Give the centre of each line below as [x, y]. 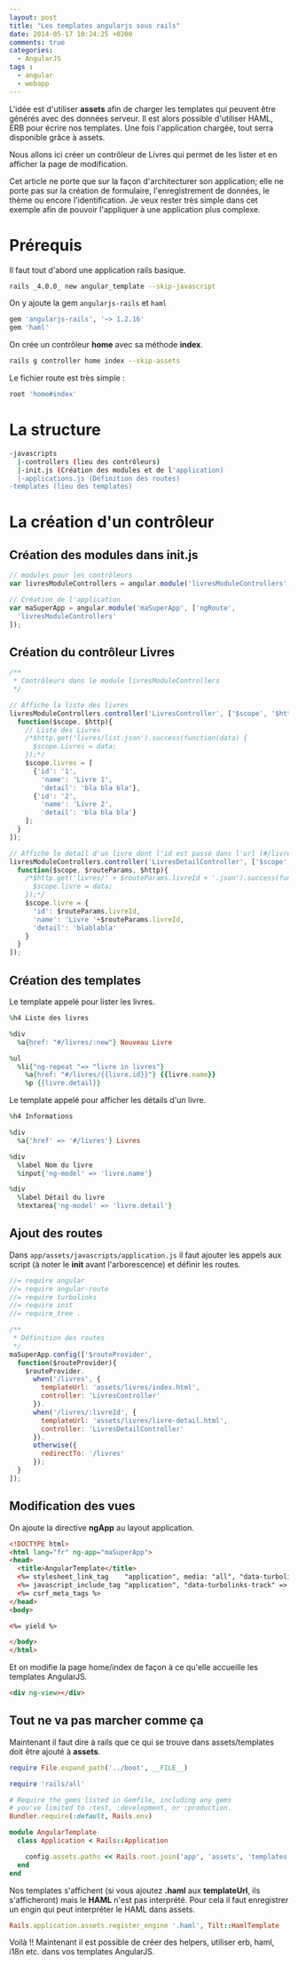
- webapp [33, 84]
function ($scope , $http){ [65, 722]
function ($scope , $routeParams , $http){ [93, 870]
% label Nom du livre [55, 1165]
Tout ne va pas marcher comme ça [106, 1721]
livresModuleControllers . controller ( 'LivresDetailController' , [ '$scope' [149, 862]
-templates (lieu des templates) [71, 487]
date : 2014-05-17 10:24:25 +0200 [71, 34]
